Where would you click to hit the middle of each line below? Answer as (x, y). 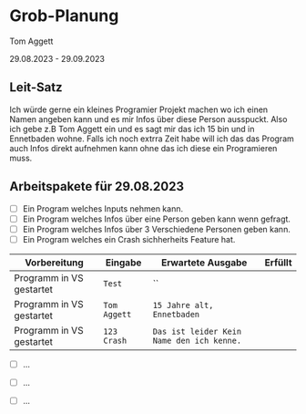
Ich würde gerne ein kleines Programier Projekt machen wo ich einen (139, 109)
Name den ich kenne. (197, 340)
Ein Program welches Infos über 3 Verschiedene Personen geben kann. (157, 229)
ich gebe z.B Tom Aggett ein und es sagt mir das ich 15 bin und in (132, 129)
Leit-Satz (36, 88)
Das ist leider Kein (197, 331)
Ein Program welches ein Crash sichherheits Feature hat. (129, 239)
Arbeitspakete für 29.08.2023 (97, 186)
